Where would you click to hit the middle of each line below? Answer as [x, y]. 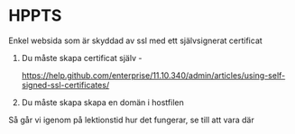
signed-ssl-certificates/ [65, 85]
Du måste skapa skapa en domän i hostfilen [102, 102]
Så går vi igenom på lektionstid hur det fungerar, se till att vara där [131, 120]
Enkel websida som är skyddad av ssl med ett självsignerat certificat [135, 40]
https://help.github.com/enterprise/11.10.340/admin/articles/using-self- [153, 75]
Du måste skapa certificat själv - [82, 58]
